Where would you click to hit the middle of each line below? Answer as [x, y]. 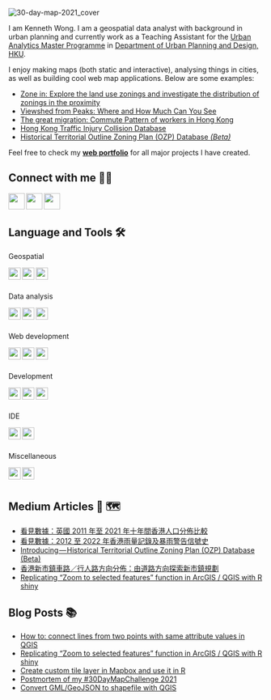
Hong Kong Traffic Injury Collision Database [93, 128]
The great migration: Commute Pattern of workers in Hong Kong [127, 120]
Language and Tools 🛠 [67, 233]
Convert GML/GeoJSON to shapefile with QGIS [98, 688]
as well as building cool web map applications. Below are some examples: [131, 78]
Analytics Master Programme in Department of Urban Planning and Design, [133, 45]
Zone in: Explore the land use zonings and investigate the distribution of [140, 94]
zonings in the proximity [60, 102]
